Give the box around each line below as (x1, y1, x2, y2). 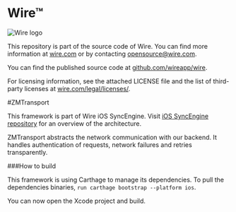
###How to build (7, 161, 57, 170)
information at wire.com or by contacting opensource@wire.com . (7, 49, 197, 58)
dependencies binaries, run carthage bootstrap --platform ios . (7, 182, 196, 192)
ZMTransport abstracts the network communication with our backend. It (7, 133, 218, 141)
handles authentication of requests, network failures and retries (7, 140, 192, 149)
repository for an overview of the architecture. (7, 119, 142, 128)
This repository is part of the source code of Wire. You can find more (7, 42, 208, 50)
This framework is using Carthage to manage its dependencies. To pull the (7, 175, 225, 184)
